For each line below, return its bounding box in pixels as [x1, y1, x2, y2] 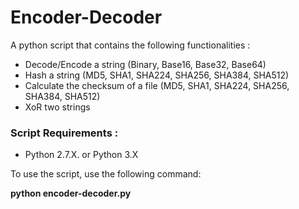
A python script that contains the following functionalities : [10, 39, 251, 51]
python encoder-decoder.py [10, 187, 132, 200]
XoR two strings [24, 101, 91, 113]
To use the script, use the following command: [10, 168, 202, 180]
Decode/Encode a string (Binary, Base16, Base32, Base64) [24, 58, 267, 70]
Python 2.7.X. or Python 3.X [24, 149, 139, 161]
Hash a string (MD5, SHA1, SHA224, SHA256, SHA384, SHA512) [24, 69, 290, 81]
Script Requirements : [10, 126, 119, 140]
